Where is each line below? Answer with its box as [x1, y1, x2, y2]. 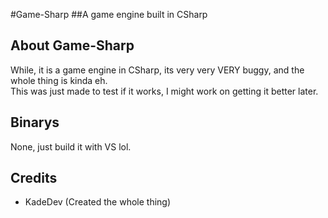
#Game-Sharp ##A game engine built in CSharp [10, 9, 208, 20]
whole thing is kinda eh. [10, 74, 108, 86]
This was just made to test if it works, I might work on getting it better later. [10, 85, 319, 97]
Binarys [10, 114, 60, 131]
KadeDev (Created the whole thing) [24, 196, 172, 208]
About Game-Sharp [10, 37, 135, 54]
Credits [10, 170, 58, 187]
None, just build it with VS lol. [10, 140, 132, 153]
